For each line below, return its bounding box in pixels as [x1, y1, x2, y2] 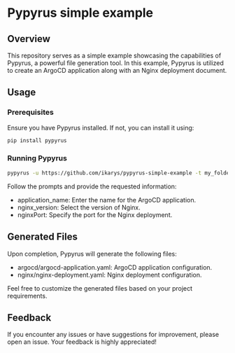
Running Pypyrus [7, 153, 68, 163]
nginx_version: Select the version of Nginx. [17, 203, 141, 212]
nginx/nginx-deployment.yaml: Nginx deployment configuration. [17, 270, 202, 279]
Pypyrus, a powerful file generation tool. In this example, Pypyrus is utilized [7, 59, 224, 67]
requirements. [7, 291, 48, 300]
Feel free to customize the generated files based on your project [7, 284, 193, 292]
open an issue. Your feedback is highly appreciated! [7, 338, 157, 346]
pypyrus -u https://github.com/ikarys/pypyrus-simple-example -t [7, 169, 201, 176]
